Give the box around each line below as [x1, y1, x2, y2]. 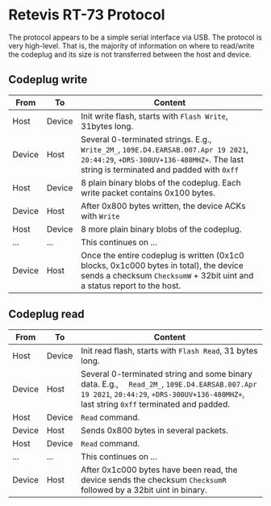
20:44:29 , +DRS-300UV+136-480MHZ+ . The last [80, 153, 244, 165]
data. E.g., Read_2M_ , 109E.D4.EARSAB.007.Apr [80, 378, 257, 389]
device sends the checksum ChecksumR [80, 474, 227, 485]
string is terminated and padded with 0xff [80, 164, 240, 175]
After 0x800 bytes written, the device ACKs [80, 200, 246, 211]
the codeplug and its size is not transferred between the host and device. [8, 49, 252, 59]
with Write [80, 210, 120, 221]
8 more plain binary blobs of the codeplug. [80, 224, 242, 235]
